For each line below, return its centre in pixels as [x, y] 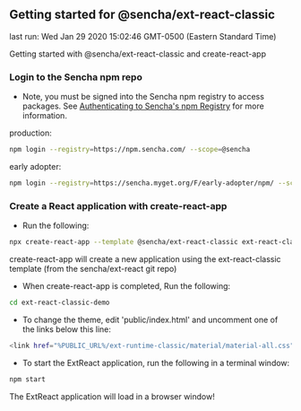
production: [30, 133]
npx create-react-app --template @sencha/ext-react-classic [124, 242]
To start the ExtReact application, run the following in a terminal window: [156, 363]
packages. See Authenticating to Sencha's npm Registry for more [143, 106]
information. [44, 116]
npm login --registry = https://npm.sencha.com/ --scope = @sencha [130, 150]
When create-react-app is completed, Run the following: [126, 286]
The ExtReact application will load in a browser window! [112, 396]
